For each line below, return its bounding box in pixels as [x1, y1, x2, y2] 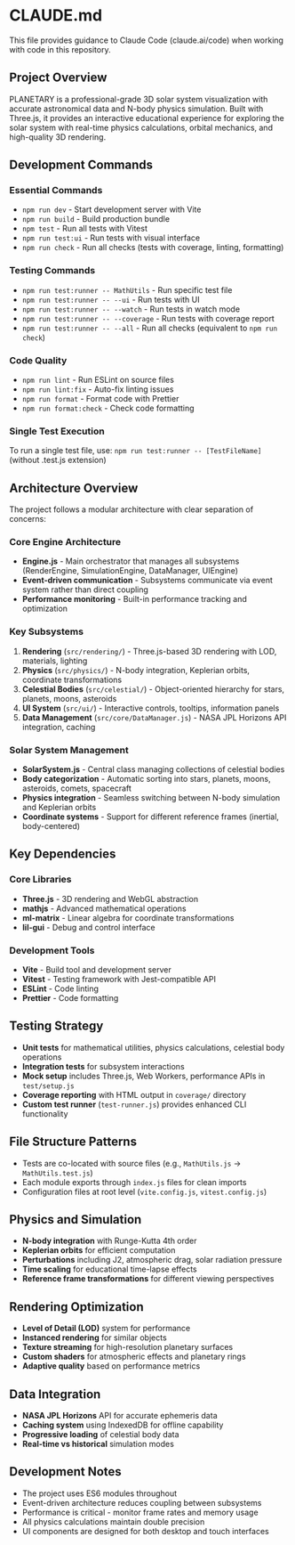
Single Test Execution [9, 425, 105, 437]
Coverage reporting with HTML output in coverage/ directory [21, 1089, 247, 1100]
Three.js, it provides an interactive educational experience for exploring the [9, 112, 284, 123]
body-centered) [21, 821, 81, 832]
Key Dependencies [9, 847, 116, 862]
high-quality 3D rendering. [9, 131, 107, 142]
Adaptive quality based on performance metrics [21, 1361, 201, 1371]
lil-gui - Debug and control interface [21, 922, 155, 932]
